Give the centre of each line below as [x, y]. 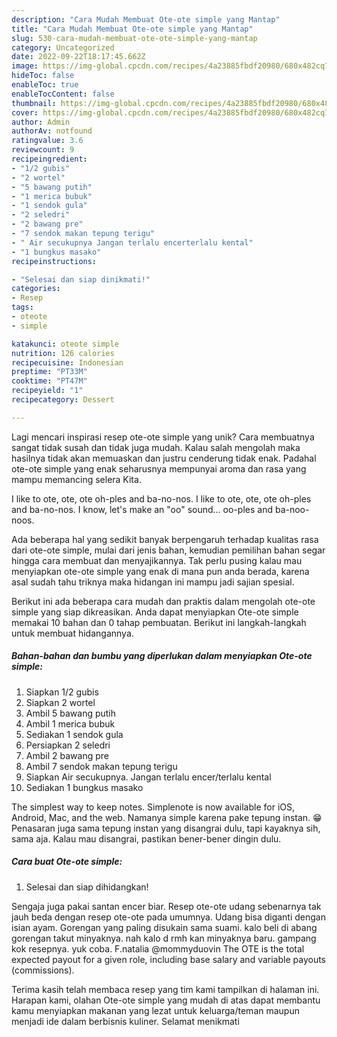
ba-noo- [292, 509]
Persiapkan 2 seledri [68, 745]
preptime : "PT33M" [49, 372]
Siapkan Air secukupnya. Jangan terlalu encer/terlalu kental [148, 777]
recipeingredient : [49, 159]
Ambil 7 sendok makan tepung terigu [101, 766]
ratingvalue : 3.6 [47, 141]
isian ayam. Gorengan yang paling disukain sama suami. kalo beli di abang [164, 927]
